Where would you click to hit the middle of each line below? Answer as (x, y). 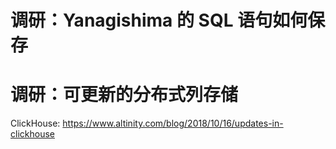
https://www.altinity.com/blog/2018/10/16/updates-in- (173, 123)
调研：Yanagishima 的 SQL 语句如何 (159, 20)
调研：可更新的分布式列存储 (124, 95)
